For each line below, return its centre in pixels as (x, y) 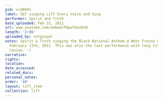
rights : (13, 59)
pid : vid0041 (18, 9)
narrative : (16, 55)
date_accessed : (20, 68)
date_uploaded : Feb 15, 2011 (34, 23)
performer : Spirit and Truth (34, 18)
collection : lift (23, 91)
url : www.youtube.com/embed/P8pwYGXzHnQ (47, 28)
